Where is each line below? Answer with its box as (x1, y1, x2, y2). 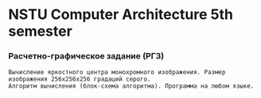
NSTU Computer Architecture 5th (8, 6, 233, 24)
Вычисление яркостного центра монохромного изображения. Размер (8, 69, 226, 77)
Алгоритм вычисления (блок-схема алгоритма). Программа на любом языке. (8, 82, 255, 90)
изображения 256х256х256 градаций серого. (8, 75, 151, 84)
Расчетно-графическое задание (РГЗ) (8, 51, 165, 62)
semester (8, 22, 73, 40)
